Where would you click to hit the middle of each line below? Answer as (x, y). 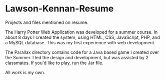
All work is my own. (25, 72)
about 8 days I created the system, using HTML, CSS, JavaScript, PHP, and (82, 37)
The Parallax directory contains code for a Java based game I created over (82, 52)
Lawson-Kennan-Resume (59, 9)
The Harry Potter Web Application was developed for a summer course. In (81, 32)
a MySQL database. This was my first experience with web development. (80, 42)
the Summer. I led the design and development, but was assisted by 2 (77, 57)
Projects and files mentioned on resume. (47, 22)
